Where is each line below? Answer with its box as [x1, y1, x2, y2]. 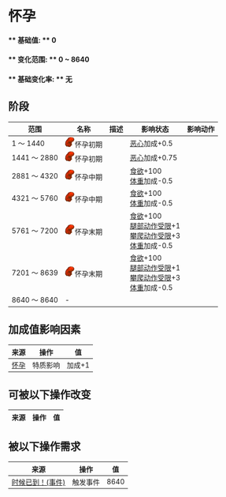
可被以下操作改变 [8, 388, 91, 401]
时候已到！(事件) [11, 477, 65, 487]
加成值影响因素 [8, 322, 81, 336]
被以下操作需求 [8, 439, 81, 453]
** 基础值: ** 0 [8, 35, 57, 44]
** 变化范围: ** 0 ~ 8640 [8, 55, 90, 64]
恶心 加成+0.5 [129, 138, 173, 148]
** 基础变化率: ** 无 [8, 74, 72, 84]
